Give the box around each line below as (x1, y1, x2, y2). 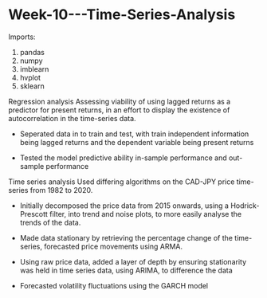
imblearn (19, 64, 49, 73)
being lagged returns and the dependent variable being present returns (19, 137, 254, 147)
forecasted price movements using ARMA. (43, 241, 183, 251)
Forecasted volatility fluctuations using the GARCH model (19, 280, 209, 290)
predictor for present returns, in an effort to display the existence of (8, 105, 230, 115)
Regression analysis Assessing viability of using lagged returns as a (8, 96, 231, 106)
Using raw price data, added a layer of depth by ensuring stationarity (19, 257, 247, 266)
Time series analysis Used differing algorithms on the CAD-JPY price (8, 177, 235, 186)
